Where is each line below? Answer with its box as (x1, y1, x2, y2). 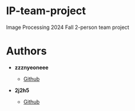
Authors (6, 44, 47, 58)
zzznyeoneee (14, 64, 49, 71)
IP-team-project (6, 4, 86, 18)
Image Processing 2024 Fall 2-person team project (6, 24, 130, 31)
